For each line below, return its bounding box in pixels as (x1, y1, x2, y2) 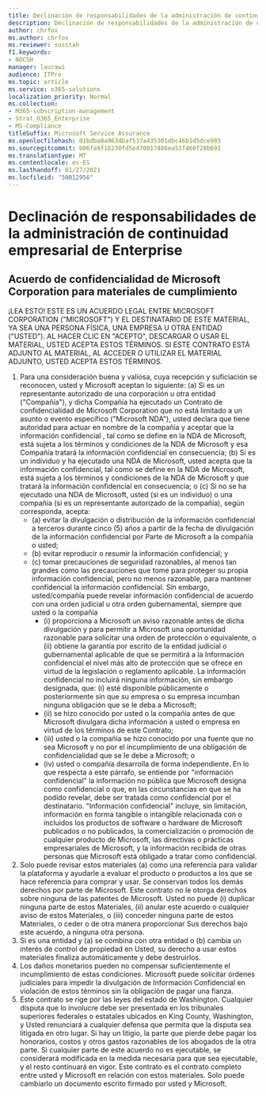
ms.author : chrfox (8, 33, 69, 42)
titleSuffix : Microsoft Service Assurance (8, 129, 150, 137)
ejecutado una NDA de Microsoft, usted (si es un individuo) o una (19, 489, 233, 499)
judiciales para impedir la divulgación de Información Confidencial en (19, 977, 245, 987)
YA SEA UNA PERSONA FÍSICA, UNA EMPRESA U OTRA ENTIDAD (8, 322, 223, 333)
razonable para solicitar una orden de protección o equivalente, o (43, 633, 257, 642)
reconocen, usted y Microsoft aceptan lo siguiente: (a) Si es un (19, 380, 225, 390)
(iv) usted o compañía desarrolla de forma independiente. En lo (43, 759, 249, 768)
